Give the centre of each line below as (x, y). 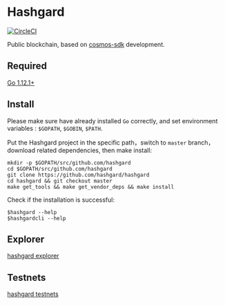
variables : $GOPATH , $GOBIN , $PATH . (55, 128)
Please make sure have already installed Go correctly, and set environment (112, 120)
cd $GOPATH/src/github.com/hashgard (60, 169)
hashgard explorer (33, 256)
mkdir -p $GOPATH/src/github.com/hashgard (69, 162)
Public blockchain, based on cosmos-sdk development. (86, 44)
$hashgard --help (32, 212)
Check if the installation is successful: (61, 200)
